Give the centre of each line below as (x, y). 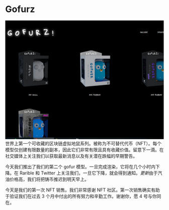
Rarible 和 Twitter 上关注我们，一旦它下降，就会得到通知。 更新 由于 (89, 173)
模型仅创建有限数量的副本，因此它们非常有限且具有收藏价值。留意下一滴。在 (84, 150)
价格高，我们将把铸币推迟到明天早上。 (49, 179)
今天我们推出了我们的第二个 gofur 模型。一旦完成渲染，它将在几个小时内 (80, 166)
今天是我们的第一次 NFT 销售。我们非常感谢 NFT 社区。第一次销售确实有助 (82, 190)
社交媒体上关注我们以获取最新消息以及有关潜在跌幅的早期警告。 (71, 156)
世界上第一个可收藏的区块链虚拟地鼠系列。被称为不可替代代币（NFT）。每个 (83, 143)
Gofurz (20, 9)
